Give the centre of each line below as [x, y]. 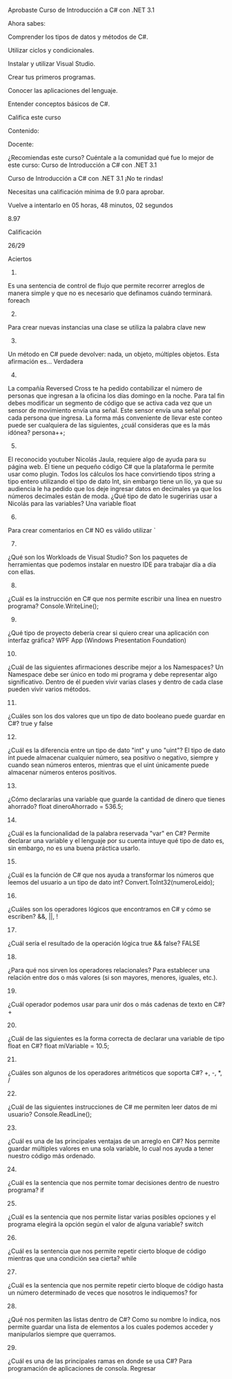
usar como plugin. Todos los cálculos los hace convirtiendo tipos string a [112, 474]
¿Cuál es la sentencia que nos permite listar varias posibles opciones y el [112, 1217]
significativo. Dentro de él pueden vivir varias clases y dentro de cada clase [116, 682]
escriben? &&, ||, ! [33, 916]
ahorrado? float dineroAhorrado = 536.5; [66, 807]
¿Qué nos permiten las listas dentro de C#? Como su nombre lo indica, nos [114, 1319]
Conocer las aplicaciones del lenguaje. [63, 90]
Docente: [21, 144]
